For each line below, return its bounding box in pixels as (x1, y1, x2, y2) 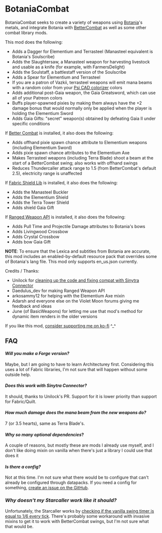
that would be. (5, 523, 34, 529)
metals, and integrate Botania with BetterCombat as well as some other (5, 24, 147, 30)
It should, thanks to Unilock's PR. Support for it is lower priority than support (5, 393, 157, 399)
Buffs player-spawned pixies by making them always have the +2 (12, 100, 142, 106)
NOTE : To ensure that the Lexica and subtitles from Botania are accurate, (5, 248, 151, 254)
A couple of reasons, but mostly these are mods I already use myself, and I (5, 442, 154, 448)
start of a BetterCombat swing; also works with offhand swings (12, 160, 138, 166)
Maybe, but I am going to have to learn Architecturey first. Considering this (5, 361, 154, 367)
